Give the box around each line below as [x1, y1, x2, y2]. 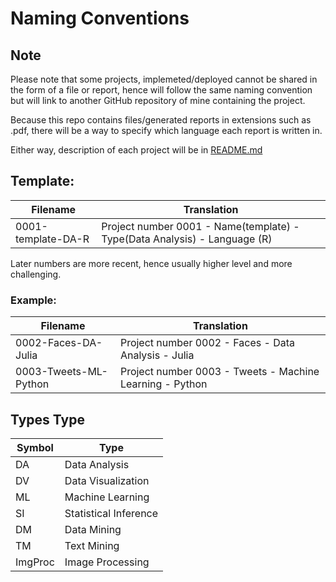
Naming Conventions [10, 7, 190, 30]
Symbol [16, 440, 54, 454]
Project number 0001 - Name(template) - [101, 219, 300, 233]
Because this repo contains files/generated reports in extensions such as [10, 114, 312, 126]
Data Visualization [64, 473, 150, 487]
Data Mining [64, 522, 122, 536]
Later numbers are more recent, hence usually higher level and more [10, 257, 293, 269]
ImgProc [15, 555, 55, 569]
